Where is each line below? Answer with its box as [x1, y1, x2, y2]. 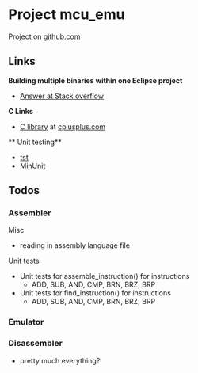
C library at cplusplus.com [19, 121, 106, 131]
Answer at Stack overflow [19, 91, 105, 101]
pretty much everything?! [19, 356, 103, 365]
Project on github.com [8, 32, 81, 41]
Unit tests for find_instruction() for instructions [19, 288, 172, 298]
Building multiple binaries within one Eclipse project [8, 75, 183, 85]
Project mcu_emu [8, 6, 125, 24]
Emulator [8, 317, 44, 328]
